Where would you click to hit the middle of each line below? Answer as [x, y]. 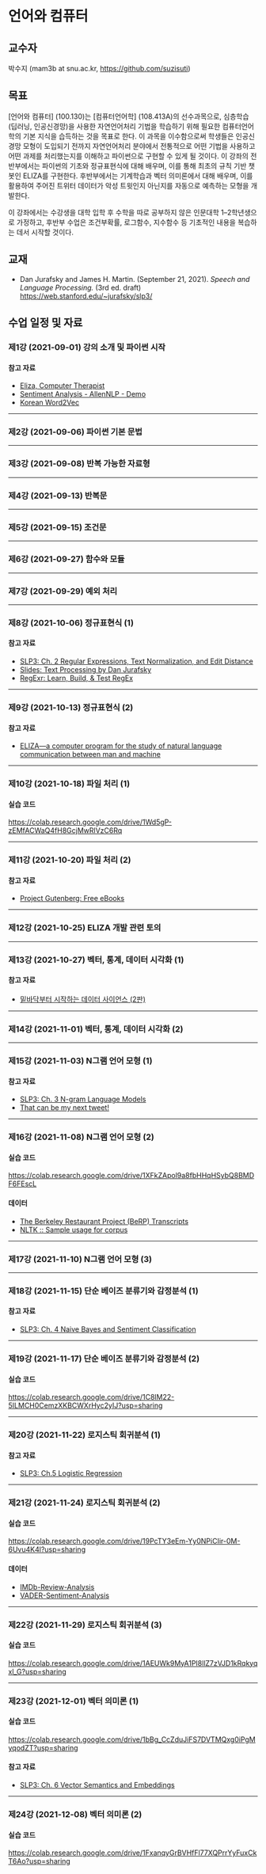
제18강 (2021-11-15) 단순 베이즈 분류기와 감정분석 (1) [104, 1291]
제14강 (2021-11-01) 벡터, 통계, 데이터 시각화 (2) [96, 1028]
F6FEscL [23, 1184]
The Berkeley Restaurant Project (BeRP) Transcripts [104, 1221]
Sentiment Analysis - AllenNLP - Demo [83, 394]
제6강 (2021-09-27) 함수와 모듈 [66, 559]
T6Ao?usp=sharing [40, 1861]
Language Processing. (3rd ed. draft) [80, 287]
